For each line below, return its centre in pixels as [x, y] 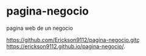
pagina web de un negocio [40, 28]
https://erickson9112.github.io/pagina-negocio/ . [66, 46]
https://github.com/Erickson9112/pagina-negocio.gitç [73, 40]
